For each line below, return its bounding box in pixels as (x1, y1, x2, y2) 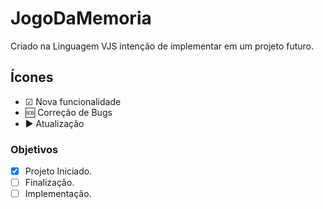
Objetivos (10, 142, 59, 156)
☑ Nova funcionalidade (24, 95, 122, 107)
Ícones (10, 69, 54, 86)
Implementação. (24, 188, 92, 200)
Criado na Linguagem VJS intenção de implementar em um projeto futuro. (10, 40, 315, 52)
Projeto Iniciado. (24, 165, 93, 177)
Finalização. (24, 177, 75, 189)
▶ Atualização (24, 117, 85, 129)
